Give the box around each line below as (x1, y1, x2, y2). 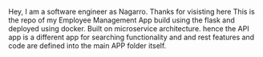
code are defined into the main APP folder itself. (8, 41, 167, 51)
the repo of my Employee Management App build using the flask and (8, 15, 235, 25)
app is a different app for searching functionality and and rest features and (8, 32, 255, 42)
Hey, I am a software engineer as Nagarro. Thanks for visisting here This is (8, 7, 255, 16)
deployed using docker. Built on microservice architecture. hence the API (8, 24, 250, 33)
